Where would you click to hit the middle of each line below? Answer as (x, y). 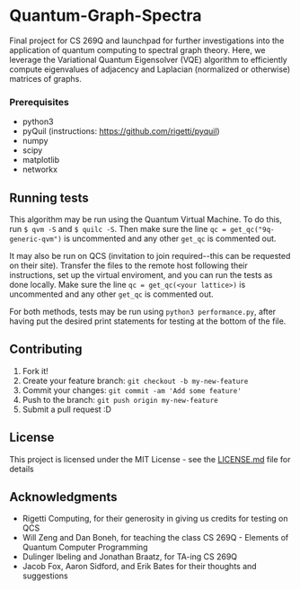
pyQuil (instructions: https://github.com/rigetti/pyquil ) (121, 131)
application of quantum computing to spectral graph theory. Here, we (137, 49)
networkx (40, 170)
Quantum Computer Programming (85, 547)
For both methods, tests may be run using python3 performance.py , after (143, 312)
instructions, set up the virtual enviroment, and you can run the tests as (141, 275)
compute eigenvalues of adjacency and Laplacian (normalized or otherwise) (150, 69)
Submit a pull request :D (67, 409)
